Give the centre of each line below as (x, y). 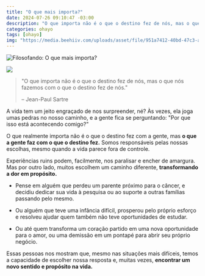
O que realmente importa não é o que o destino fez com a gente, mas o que (102, 136)
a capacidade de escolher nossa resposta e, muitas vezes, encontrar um (98, 260)
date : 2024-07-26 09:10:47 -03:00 (50, 18)
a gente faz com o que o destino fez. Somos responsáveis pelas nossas (97, 142)
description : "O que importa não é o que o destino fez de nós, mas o (98, 23)
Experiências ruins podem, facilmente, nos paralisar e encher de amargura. (101, 161)
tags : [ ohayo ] (24, 35)
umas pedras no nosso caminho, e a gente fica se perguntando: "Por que (99, 118)
